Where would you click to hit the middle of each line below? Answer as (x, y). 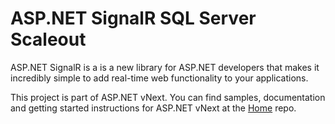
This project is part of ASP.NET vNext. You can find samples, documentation (168, 97)
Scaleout (48, 39)
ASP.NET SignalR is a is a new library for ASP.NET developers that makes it (165, 67)
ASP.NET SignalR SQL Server (133, 18)
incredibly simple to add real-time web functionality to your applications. (159, 78)
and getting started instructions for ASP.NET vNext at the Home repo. (153, 108)
